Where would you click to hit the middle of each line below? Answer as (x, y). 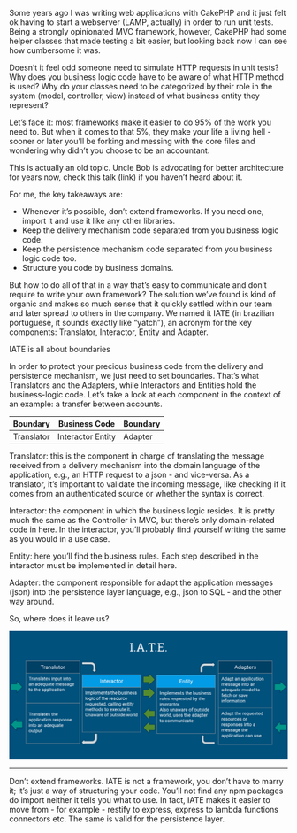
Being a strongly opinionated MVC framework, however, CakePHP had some (148, 31)
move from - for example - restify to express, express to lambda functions (144, 810)
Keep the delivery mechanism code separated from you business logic (150, 230)
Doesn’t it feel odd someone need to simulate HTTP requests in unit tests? (144, 67)
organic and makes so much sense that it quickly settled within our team (141, 304)
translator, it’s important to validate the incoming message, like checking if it (147, 484)
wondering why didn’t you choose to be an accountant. (110, 150)
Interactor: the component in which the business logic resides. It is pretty (142, 511)
